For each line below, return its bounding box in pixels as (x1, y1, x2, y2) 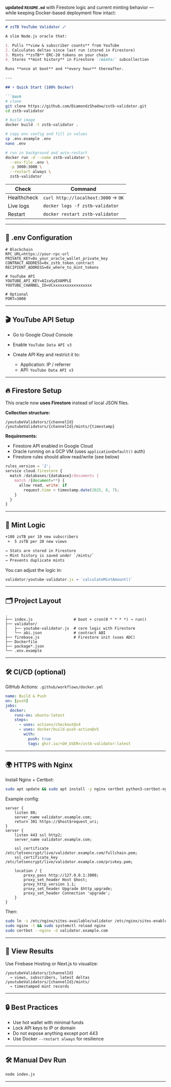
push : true (27, 736, 51, 742)
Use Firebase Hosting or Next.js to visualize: (5, 960, 98, 966)
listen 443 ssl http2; (14, 832, 63, 838)
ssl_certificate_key (14, 855, 58, 860)
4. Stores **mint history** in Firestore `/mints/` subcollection (5, 57, 149, 62)
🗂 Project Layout (5, 596, 62, 605)
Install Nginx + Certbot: (5, 777, 54, 783)
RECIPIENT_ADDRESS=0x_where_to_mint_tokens (5, 265, 99, 270)
